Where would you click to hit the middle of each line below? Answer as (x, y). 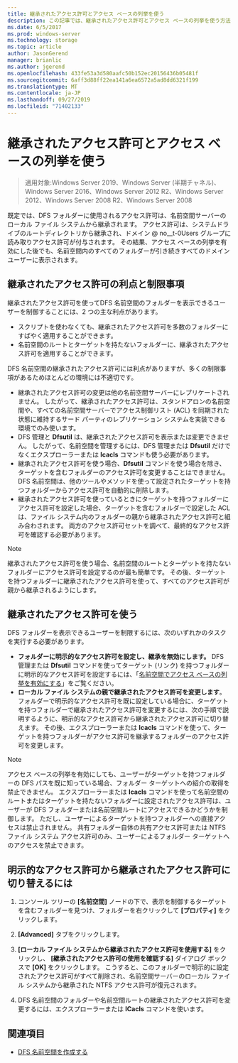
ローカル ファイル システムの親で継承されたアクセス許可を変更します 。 (121, 692)
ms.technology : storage (43, 40)
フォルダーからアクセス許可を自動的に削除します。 (98, 490)
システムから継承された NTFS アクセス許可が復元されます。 (113, 985)
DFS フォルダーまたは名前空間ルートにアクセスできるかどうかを (128, 809)
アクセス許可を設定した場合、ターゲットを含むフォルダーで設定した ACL (124, 508)
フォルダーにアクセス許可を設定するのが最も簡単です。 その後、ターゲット (117, 572)
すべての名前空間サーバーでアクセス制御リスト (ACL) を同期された (133, 410)
